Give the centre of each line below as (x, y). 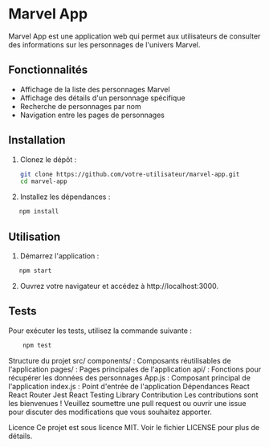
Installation (37, 140)
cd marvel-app (43, 181)
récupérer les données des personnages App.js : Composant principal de (130, 377)
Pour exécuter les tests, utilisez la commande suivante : (100, 331)
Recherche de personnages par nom (81, 106)
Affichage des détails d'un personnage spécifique (103, 98)
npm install (39, 212)
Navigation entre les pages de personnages (92, 115)
